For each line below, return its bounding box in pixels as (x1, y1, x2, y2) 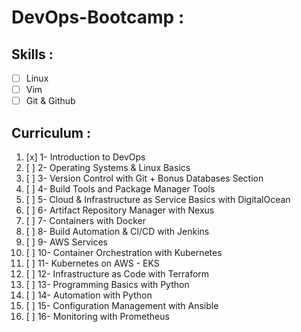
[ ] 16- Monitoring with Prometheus (25, 311, 170, 322)
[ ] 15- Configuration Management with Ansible (25, 300, 219, 311)
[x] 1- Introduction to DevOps (25, 151, 146, 163)
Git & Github (25, 95, 76, 107)
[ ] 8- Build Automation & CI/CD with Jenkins (25, 226, 210, 237)
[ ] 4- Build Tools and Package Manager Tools (25, 183, 216, 195)
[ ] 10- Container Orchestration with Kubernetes (25, 247, 223, 258)
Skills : (11, 46, 54, 63)
